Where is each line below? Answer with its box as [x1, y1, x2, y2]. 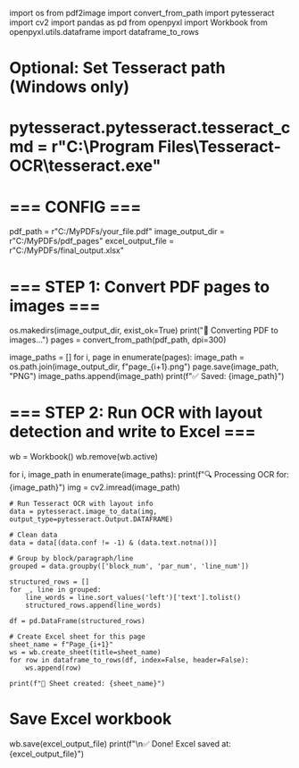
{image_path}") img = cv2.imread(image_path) [9, 482, 180, 493]
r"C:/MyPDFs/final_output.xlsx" [9, 245, 125, 256]
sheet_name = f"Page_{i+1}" [9, 640, 114, 649]
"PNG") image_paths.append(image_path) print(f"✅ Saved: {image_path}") [9, 371, 285, 382]
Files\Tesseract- [157, 137, 281, 157]
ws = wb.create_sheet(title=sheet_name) [9, 648, 162, 657]
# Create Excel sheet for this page [9, 632, 145, 642]
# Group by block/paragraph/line [9, 554, 134, 563]
